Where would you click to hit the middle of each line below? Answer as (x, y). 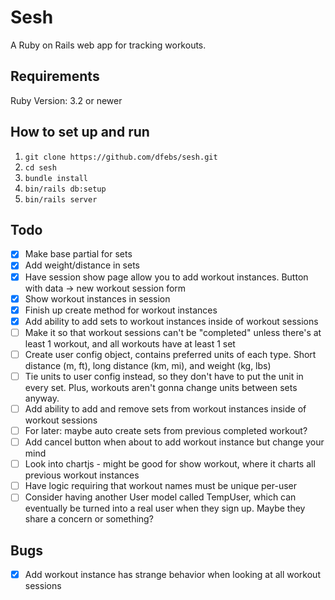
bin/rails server (61, 199)
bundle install (56, 178)
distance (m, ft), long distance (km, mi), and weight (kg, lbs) (148, 365)
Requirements (55, 76)
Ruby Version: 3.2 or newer (66, 100)
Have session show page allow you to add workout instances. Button (166, 277)
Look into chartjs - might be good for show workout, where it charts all (170, 464)
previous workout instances (82, 475)
